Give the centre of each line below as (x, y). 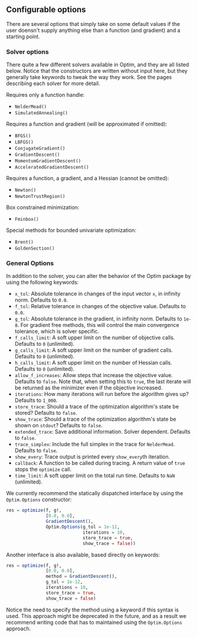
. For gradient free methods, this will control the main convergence (98, 325)
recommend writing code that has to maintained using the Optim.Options (94, 622)
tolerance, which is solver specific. (57, 331)
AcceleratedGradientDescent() (52, 168)
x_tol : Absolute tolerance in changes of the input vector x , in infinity (98, 294)
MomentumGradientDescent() (48, 161)
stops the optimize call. (43, 469)
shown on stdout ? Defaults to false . (59, 426)
